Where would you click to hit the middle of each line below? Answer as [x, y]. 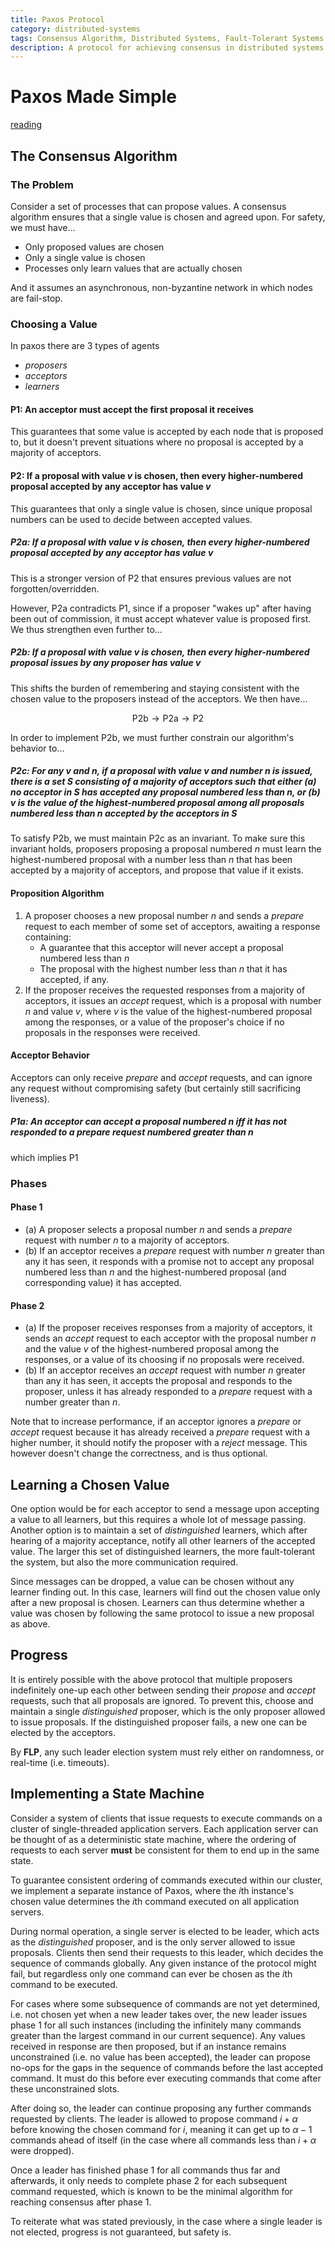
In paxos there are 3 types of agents [85, 346]
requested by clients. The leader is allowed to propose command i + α [154, 2118]
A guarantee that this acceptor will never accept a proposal [161, 947]
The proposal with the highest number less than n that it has [163, 968]
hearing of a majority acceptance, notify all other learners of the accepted [163, 1540]
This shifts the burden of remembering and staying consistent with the [155, 688]
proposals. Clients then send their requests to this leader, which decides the [167, 1952]
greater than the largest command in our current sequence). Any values [158, 2035]
